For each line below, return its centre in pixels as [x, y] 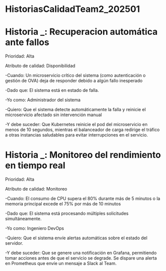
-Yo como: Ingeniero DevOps [35, 228]
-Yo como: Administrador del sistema [43, 100]
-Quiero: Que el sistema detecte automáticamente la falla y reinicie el [76, 110]
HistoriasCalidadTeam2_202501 [73, 9]
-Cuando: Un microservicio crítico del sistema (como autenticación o [76, 75]
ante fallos [27, 42]
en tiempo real [35, 166]
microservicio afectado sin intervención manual [54, 115]
